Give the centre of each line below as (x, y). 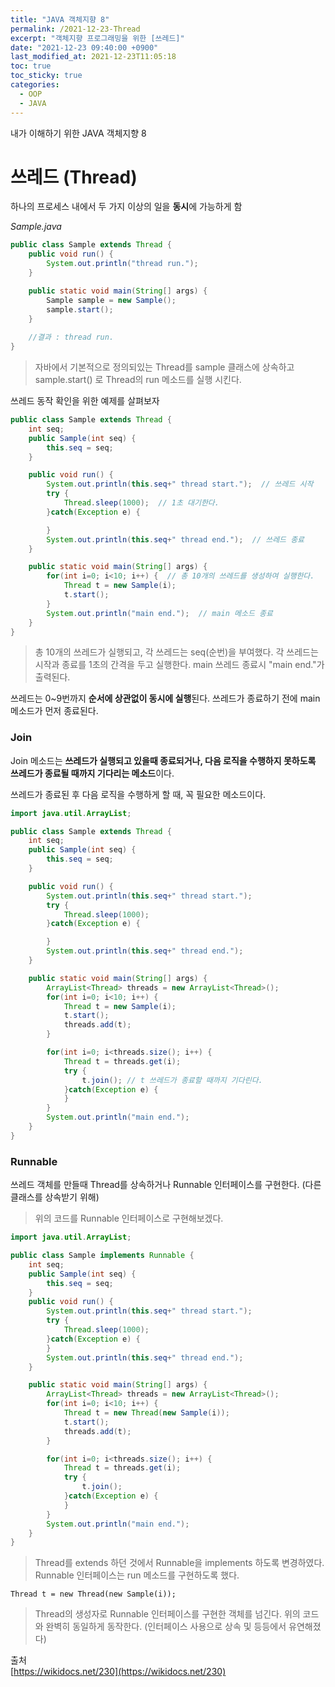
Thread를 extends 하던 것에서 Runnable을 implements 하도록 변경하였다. (179, 1563)
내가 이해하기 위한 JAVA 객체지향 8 (78, 133)
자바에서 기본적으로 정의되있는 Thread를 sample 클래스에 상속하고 (164, 367)
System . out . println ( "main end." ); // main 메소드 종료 (159, 613)
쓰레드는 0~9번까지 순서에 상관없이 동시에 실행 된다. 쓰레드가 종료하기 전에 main (165, 698)
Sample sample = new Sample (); (111, 300)
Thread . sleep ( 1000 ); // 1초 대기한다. (141, 503)
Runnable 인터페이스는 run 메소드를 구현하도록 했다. (137, 1575)
